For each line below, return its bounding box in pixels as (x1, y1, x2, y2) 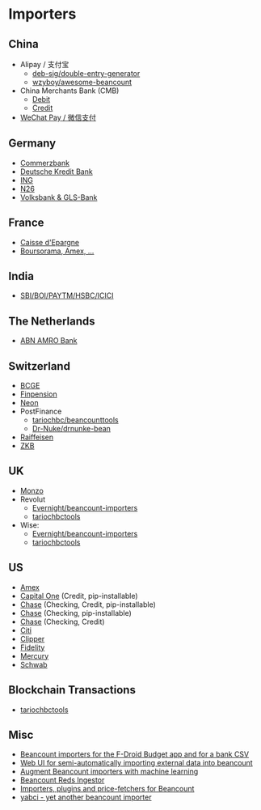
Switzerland (8, 359, 71, 373)
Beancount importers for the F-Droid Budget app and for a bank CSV (19, 749, 250, 759)
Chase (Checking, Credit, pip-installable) (19, 600, 156, 609)
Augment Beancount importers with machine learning (19, 766, 199, 777)
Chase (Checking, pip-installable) (19, 608, 132, 617)
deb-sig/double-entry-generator (32, 69, 141, 78)
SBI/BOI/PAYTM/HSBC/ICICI (19, 290, 115, 300)
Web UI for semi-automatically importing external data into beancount (19, 758, 253, 768)
